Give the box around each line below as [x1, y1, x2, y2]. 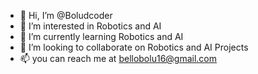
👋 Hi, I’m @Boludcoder [19, 10, 113, 21]
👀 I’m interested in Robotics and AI [19, 20, 162, 32]
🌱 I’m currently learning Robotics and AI [19, 31, 184, 42]
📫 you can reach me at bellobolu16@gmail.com [19, 53, 218, 64]
